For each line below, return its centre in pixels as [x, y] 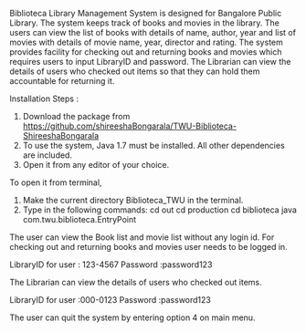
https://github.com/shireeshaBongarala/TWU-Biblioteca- [130, 126]
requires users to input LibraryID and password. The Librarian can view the [150, 62]
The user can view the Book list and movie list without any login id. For [142, 237]
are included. [47, 155]
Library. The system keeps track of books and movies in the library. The [145, 23]
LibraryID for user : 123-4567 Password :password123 [111, 265]
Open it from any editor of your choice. [96, 165]
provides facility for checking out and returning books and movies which [146, 52]
